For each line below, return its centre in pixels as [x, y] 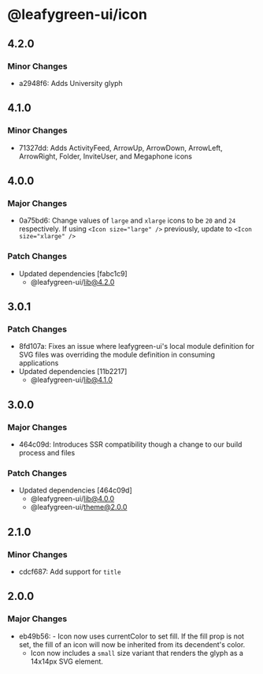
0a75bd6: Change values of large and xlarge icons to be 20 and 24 [127, 221]
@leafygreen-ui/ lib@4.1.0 [72, 380]
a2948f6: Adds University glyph [70, 83]
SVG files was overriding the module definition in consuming [117, 355]
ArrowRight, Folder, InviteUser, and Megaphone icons [105, 156]
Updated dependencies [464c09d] [76, 490]
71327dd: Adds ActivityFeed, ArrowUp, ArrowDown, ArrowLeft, [120, 148]
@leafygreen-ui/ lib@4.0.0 [72, 499]
